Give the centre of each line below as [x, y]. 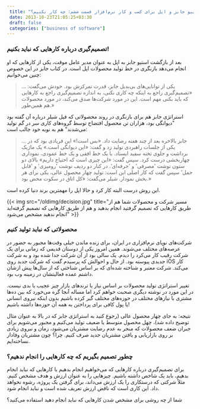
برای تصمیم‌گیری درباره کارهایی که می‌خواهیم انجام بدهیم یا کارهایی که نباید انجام [96, 369]
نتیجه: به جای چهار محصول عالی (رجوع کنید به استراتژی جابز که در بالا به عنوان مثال [99, 316]
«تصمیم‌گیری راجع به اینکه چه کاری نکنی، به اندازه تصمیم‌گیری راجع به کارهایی [107, 92]
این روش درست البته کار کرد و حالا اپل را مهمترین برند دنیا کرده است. [84, 190]
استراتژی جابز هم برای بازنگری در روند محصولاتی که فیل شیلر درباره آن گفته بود [95, 116]
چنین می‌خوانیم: [24, 74]
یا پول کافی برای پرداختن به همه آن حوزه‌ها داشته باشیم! [68, 304]
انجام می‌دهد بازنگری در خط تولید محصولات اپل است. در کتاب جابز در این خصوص [96, 68]
